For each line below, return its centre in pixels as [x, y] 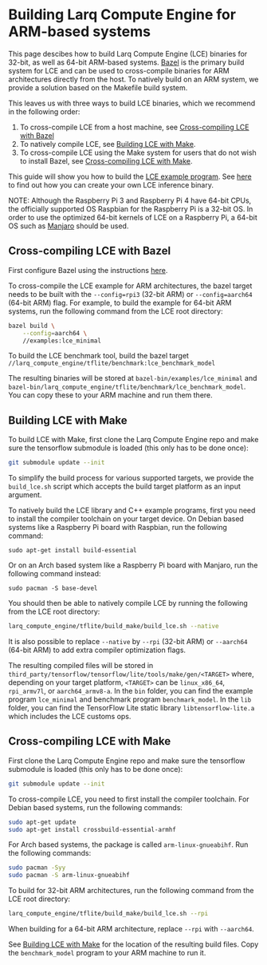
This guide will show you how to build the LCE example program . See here [130, 176]
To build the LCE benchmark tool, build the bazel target [99, 356]
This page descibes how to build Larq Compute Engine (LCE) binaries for [128, 53]
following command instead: [55, 574]
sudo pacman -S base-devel [53, 588]
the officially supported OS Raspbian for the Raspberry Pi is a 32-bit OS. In [131, 208]
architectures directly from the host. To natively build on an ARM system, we [133, 79]
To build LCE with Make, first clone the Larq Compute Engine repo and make [133, 440]
